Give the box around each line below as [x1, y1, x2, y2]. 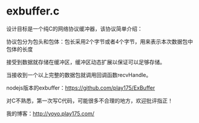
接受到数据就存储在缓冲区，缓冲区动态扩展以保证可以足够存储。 [6, 58, 165, 65]
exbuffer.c [6, 4, 60, 18]
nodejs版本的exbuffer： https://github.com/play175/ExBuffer [6, 84, 155, 91]
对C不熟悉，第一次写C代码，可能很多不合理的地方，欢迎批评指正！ [6, 97, 174, 104]
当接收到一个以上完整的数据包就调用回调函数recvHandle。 [6, 71, 152, 78]
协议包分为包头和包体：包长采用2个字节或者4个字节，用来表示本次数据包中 [6, 38, 194, 45]
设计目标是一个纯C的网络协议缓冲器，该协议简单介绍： [6, 25, 143, 32]
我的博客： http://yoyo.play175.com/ [6, 110, 95, 117]
